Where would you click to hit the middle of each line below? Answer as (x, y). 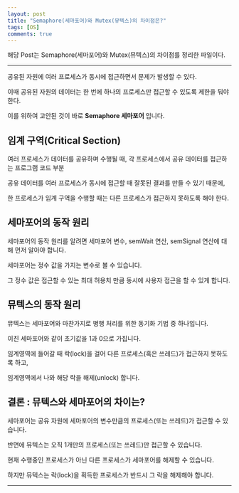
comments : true (30, 34)
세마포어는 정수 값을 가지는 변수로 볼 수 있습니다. (75, 265)
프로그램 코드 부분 (39, 168)
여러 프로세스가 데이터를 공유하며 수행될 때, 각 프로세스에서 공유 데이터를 (108, 159)
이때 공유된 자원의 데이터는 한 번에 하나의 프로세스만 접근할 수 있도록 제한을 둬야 (118, 92)
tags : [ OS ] (23, 27)
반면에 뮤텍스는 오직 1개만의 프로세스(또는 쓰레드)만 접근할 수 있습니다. (105, 445)
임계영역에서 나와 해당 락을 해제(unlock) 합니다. (74, 377)
